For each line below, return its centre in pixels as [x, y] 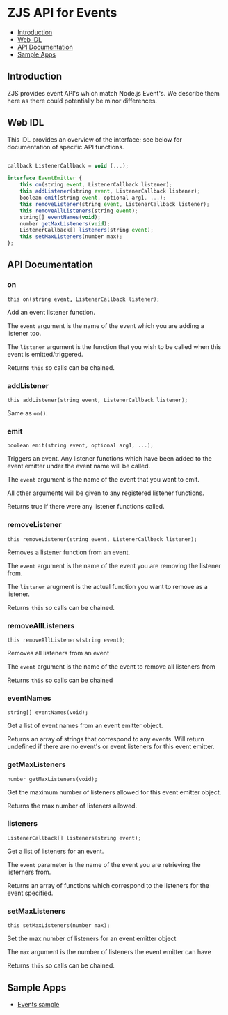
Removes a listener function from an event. [69, 552]
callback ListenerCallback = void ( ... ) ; [68, 165]
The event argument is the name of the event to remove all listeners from [111, 666]
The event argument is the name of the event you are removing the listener [114, 565]
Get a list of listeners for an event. [56, 851]
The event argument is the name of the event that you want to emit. [103, 480]
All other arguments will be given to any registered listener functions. [106, 493]
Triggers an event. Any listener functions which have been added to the [109, 459]
